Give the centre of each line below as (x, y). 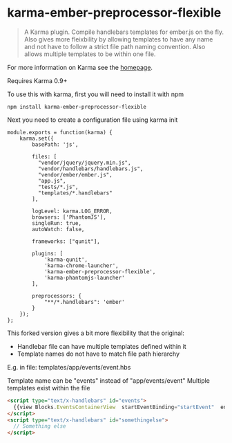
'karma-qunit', (66, 260)
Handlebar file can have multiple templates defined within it (101, 346)
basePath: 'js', (55, 144)
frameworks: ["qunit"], (66, 241)
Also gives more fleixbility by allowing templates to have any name (118, 39)
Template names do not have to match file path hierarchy (98, 354)
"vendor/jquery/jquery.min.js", (84, 163)
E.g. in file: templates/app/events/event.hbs (69, 367)
